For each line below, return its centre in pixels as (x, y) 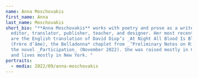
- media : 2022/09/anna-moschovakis (55, 66)
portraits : (19, 60)
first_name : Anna (27, 17)
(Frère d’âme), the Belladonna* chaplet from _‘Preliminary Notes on (98, 45)
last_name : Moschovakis (35, 22)
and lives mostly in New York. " (52, 55)
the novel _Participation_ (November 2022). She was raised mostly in (100, 50)
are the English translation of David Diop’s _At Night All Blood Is (98, 39)
